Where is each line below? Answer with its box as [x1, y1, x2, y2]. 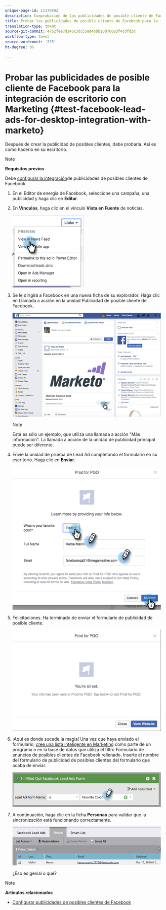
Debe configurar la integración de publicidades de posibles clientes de [5, 175, 148, 181]
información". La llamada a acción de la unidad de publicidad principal [12, 436, 156, 442]
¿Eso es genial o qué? [12, 870, 57, 876]
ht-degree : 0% [5, 45, 35, 50]
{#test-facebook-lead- [50, 103, 146, 115]
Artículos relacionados [5, 889, 53, 896]
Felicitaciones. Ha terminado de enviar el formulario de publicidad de [12, 615, 153, 621]
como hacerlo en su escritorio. [5, 146, 68, 152]
